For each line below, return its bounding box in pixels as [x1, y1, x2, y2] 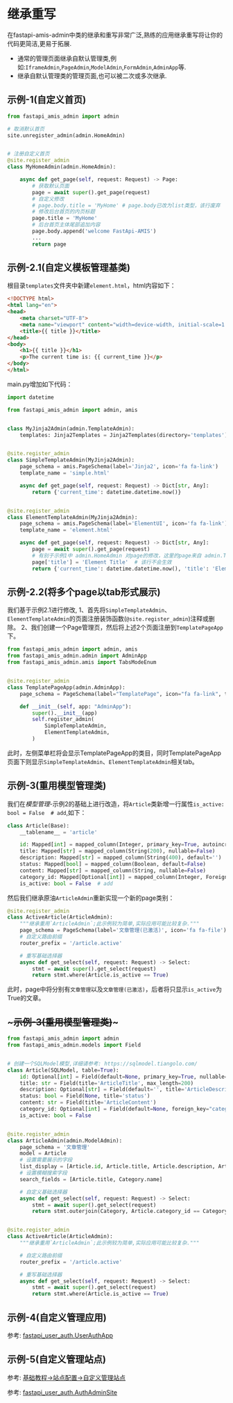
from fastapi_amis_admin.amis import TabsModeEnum [7, 659, 157, 666]
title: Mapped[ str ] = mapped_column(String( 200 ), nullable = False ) [19, 848, 216, 855]
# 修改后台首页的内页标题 [32, 208, 96, 216]
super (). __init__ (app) [32, 709, 98, 717]
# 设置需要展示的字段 [19, 1157, 73, 1164]
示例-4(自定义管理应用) [7, 1311, 107, 1323]
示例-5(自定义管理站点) [7, 1354, 106, 1365]
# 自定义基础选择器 [19, 1188, 68, 1196]
